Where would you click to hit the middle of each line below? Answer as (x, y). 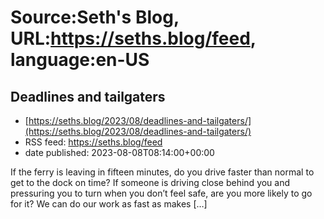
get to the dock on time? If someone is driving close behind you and (150, 182)
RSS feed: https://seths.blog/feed (93, 142)
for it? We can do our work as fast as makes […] (109, 204)
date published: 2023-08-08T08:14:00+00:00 (119, 152)
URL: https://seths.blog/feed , (133, 38)
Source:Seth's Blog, (95, 17)
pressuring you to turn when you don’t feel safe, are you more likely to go (161, 193)
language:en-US (80, 60)
